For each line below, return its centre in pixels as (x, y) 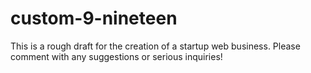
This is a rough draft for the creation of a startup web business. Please (155, 46)
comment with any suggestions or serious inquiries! (116, 56)
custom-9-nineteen (94, 18)
